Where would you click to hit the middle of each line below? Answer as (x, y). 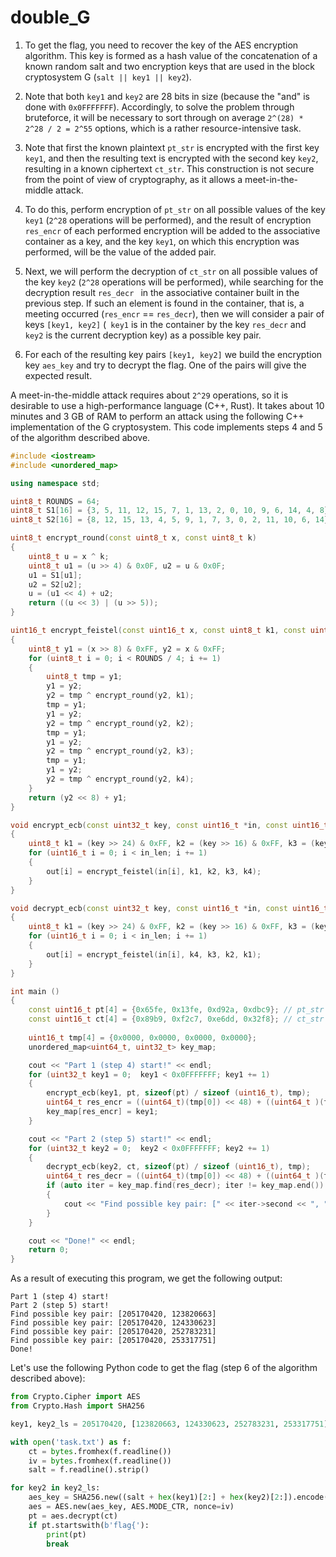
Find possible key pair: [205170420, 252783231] (113, 1332)
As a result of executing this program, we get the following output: (146, 1278)
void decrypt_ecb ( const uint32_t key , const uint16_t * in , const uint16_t (169, 908)
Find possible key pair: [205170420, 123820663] (113, 1314)
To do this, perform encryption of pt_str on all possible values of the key (175, 209)
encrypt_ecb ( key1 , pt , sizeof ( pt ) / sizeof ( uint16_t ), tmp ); (178, 1093)
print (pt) (66, 1534)
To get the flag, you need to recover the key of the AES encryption (161, 45)
